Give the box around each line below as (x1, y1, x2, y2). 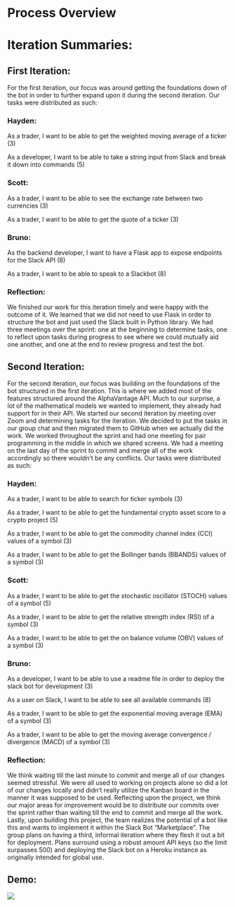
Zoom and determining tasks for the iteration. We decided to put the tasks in (7, 416, 228, 425)
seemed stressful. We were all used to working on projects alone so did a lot (7, 779, 228, 787)
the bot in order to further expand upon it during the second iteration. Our (7, 91, 220, 100)
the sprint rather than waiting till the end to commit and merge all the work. (7, 809, 223, 817)
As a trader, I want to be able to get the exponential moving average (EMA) (7, 709, 223, 717)
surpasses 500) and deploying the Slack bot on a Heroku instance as (7, 846, 207, 854)
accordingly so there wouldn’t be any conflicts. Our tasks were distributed (7, 454, 221, 463)
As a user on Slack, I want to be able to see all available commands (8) (7, 696, 212, 704)
